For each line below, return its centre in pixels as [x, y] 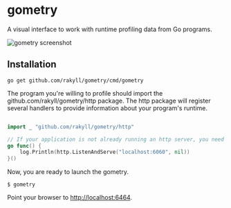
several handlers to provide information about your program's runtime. [107, 108]
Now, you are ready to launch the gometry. [68, 172]
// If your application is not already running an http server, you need [116, 139]
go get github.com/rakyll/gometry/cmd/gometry [75, 80]
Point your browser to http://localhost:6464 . [70, 198]
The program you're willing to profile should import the [85, 93]
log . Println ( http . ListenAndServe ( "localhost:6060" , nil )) [105, 152]
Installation [32, 64]
